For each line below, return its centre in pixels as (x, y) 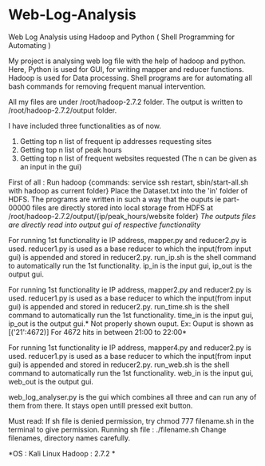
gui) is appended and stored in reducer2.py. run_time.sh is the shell (119, 306)
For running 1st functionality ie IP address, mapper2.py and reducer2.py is (130, 289)
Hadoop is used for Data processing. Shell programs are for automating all (131, 78)
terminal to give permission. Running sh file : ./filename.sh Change (117, 429)
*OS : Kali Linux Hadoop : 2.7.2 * (62, 453)
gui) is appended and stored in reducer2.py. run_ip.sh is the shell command (132, 257)
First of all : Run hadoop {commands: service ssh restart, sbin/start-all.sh (129, 182)
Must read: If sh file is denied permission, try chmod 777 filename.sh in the (131, 420)
